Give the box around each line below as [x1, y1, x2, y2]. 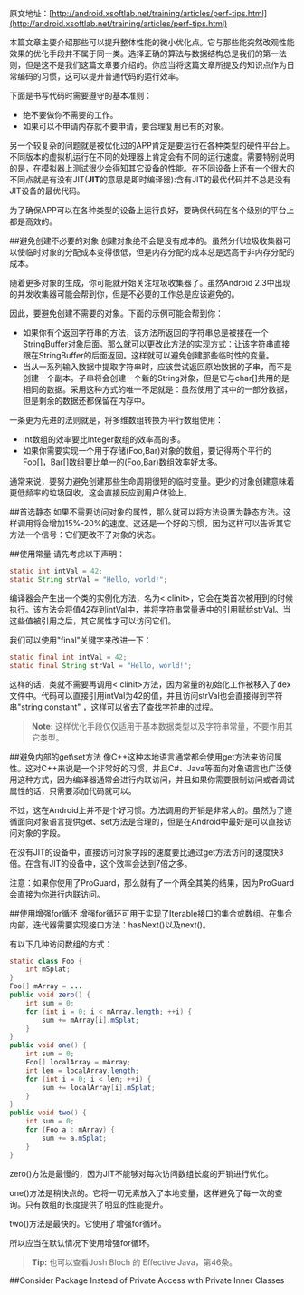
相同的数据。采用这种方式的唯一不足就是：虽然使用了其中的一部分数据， [22, 384, 292, 395]
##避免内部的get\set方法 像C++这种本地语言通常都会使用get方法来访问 [9, 751, 275, 762]
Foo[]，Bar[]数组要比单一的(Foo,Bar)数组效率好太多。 [22, 456, 223, 467]
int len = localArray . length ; [25, 1065, 140, 1075]
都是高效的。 [9, 216, 57, 227]
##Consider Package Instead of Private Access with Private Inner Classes [9, 1274, 285, 1286]
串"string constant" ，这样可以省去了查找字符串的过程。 [9, 701, 218, 712]
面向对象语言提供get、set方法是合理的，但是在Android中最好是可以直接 [16, 816, 285, 827]
